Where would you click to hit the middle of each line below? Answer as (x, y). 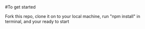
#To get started (20, 7)
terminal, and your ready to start (37, 22)
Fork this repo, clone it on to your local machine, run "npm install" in (72, 16)
